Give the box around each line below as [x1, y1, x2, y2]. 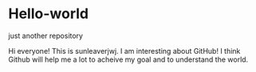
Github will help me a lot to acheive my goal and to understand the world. [8, 55, 249, 64]
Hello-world [8, 5, 89, 23]
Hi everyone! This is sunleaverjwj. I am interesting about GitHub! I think [8, 46, 241, 55]
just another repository [8, 31, 84, 40]
